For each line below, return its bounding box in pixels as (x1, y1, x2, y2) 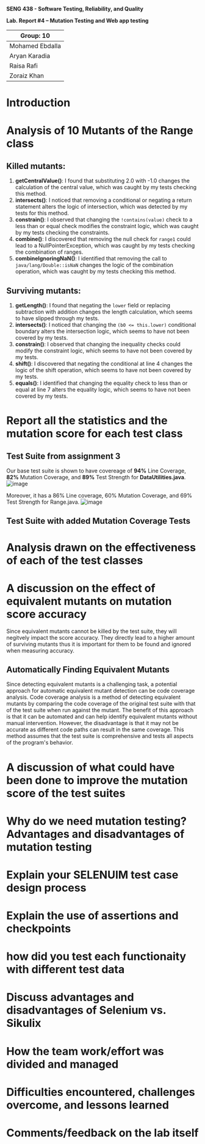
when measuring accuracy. (6, 646, 75, 654)
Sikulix (6, 1017, 41, 1030)
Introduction (6, 96, 71, 110)
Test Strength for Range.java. (6, 498, 80, 506)
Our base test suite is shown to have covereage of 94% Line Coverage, (6, 467, 186, 474)
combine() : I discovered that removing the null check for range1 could (15, 235, 191, 243)
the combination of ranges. (15, 248, 84, 256)
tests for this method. (15, 210, 69, 217)
